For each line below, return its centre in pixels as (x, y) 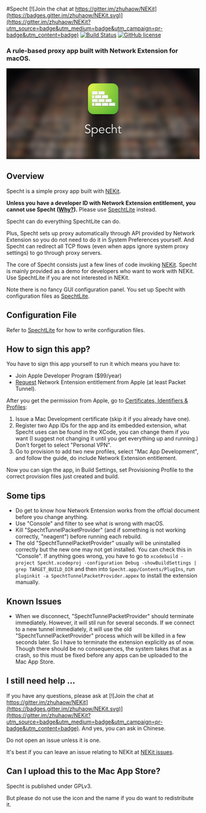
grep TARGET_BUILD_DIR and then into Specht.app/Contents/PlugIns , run (105, 569)
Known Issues (34, 601)
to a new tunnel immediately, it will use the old (73, 629)
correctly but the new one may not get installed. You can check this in (103, 550)
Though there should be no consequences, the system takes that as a (103, 649)
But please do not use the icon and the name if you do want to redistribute (100, 798)
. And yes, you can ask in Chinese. (122, 728)
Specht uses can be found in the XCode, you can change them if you (102, 432)
